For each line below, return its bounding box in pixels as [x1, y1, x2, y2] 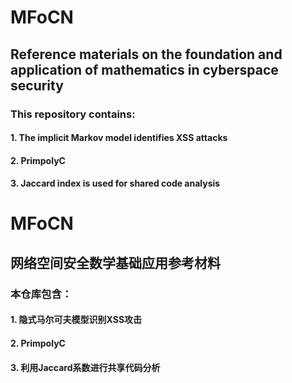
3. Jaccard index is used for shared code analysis [10, 177, 221, 190]
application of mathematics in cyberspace [10, 61, 279, 78]
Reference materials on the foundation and [10, 46, 283, 63]
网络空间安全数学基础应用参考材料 [10, 254, 221, 271]
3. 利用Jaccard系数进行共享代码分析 [10, 361, 161, 373]
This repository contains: [10, 107, 136, 121]
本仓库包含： [10, 287, 73, 301]
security [10, 77, 64, 94]
